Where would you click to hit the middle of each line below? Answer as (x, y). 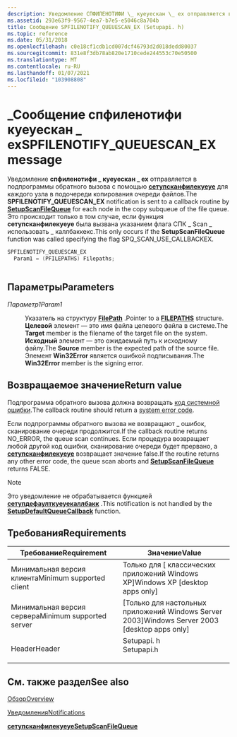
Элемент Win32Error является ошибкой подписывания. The (115, 355)
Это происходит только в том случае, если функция (86, 217)
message (35, 159)
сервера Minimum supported (59, 616)
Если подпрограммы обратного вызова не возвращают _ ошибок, (107, 423)
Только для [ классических (169, 565)
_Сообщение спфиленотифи (95, 114)
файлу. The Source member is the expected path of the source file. (122, 348)
